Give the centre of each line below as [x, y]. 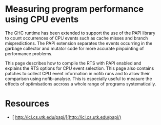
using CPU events [42, 19]
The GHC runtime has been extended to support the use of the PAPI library [80, 33]
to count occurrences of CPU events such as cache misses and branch [77, 38]
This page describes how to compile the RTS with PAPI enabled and [73, 63]
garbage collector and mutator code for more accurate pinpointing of [74, 48]
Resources [27, 104]
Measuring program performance [74, 9]
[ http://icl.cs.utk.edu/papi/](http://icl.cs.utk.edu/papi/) [67, 117]
